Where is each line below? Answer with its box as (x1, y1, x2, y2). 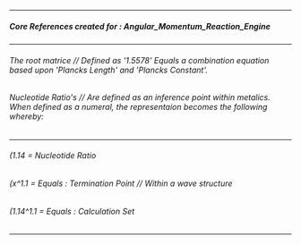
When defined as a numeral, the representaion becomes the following (9, 102, 268, 113)
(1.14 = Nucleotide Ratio (9, 150, 97, 161)
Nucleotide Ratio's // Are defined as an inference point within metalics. (9, 92, 271, 103)
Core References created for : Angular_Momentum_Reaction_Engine (9, 21, 271, 31)
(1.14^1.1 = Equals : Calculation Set (9, 206, 135, 216)
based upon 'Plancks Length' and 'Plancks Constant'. (9, 64, 208, 75)
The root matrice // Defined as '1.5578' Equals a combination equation (9, 55, 270, 65)
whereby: (9, 111, 45, 122)
